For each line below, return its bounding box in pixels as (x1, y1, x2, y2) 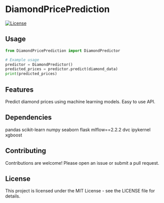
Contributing (5, 147, 46, 155)
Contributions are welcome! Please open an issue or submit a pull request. (5, 160, 159, 166)
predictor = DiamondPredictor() (5, 62, 73, 67)
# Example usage (5, 57, 39, 62)
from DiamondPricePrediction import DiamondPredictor (5, 48, 121, 53)
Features (5, 85, 34, 94)
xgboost (5, 132, 23, 138)
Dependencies (5, 113, 52, 122)
